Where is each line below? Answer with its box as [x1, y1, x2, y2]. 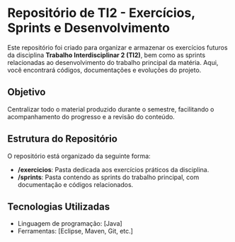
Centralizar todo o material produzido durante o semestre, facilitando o [7, 104, 214, 114]
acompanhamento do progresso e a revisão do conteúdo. [7, 112, 175, 121]
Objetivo [7, 86, 46, 98]
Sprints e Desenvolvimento [7, 20, 170, 36]
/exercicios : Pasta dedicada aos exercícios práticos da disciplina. [17, 165, 210, 174]
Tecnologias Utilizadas [7, 200, 110, 212]
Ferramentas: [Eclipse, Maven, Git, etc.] [17, 227, 133, 236]
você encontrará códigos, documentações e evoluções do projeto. [7, 66, 202, 74]
